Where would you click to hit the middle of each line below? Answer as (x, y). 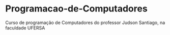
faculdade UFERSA (25, 27)
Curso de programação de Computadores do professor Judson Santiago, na (85, 22)
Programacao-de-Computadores (76, 9)
